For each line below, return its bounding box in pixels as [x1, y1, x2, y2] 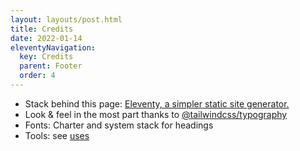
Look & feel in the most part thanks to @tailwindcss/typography [24, 108, 288, 120]
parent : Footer [19, 61, 83, 71]
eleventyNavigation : [10, 42, 97, 53]
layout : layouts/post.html [10, 14, 123, 25]
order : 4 [19, 71, 56, 81]
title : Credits [10, 24, 74, 34]
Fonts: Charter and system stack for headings [24, 119, 214, 131]
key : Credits [19, 52, 74, 62]
